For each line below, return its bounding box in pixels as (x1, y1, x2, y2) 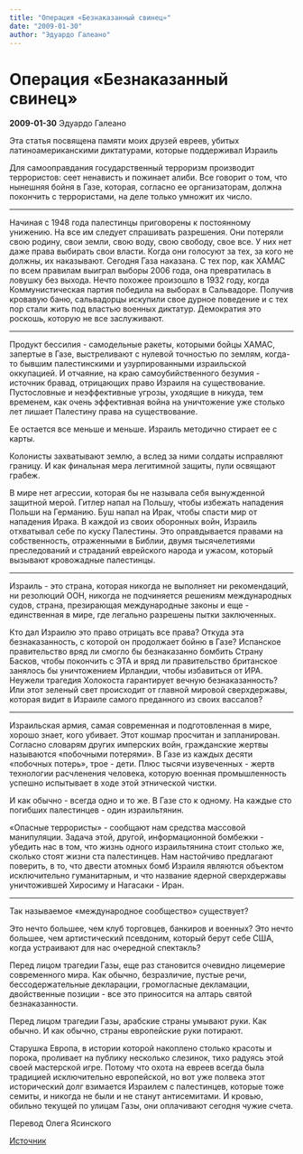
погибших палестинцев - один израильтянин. (9, 805, 185, 815)
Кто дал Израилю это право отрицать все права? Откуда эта (9, 627, 244, 637)
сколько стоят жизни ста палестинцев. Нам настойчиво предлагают (9, 851, 273, 862)
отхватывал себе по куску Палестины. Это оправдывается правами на (9, 526, 284, 537)
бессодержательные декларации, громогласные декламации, (9, 979, 250, 990)
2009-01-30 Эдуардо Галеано (9, 118, 126, 129)
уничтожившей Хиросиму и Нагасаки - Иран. (9, 879, 185, 890)
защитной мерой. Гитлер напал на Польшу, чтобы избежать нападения (9, 498, 284, 508)
